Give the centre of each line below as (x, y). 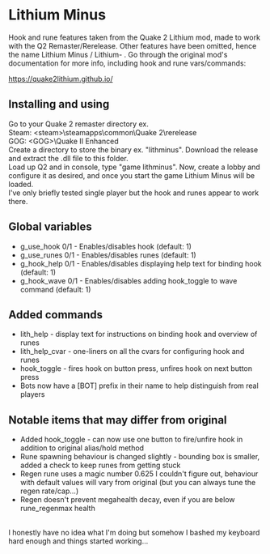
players (32, 394)
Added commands (56, 315)
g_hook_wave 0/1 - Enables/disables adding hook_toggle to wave (129, 280)
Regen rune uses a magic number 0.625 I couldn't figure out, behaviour (139, 474)
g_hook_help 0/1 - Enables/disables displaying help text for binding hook (141, 263)
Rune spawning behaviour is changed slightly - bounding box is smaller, (140, 457)
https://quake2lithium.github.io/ (61, 79)
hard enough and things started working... (78, 541)
